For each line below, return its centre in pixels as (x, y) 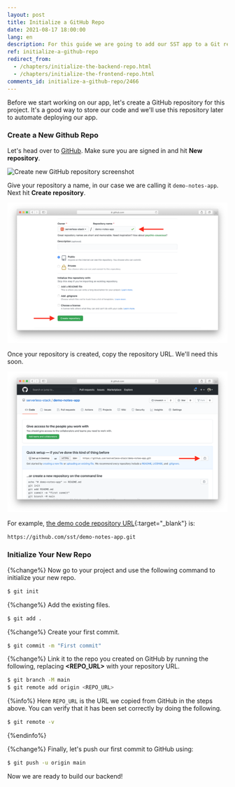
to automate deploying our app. (52, 117)
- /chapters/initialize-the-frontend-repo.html (84, 74)
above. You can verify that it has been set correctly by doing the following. (114, 708)
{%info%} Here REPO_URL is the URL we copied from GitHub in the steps (110, 701)
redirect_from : (29, 60)
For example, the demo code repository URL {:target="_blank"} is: (101, 523)
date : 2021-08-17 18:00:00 (47, 29)
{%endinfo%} (27, 736)
